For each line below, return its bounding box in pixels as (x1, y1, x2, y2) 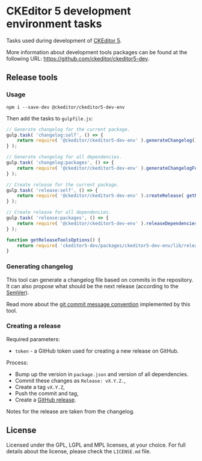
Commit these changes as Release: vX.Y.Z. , (14, 377, 126, 384)
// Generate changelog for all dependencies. (6, 154, 122, 160)
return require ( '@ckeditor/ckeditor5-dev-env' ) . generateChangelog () (17, 137, 198, 144)
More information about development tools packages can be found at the (6, 48, 188, 55)
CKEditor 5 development (6, 4, 131, 18)
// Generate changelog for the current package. (6, 126, 130, 132)
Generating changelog (6, 262, 73, 271)
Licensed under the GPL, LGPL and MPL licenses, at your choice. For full (6, 441, 186, 448)
